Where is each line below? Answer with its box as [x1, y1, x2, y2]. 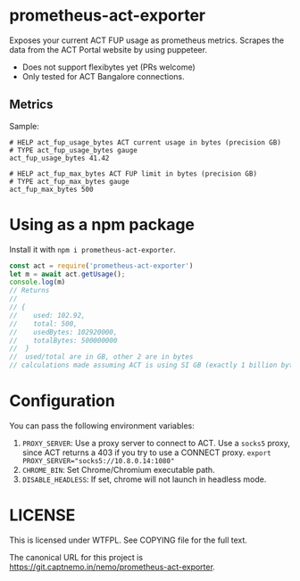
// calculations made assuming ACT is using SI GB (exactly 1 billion [9, 361, 278, 370]
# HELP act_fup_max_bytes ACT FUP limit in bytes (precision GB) [9, 169, 257, 178]
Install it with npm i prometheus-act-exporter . [9, 244, 176, 254]
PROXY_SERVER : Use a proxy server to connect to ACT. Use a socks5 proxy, [21, 438, 290, 448]
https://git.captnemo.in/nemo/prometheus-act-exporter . [9, 561, 216, 572]
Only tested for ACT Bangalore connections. [21, 71, 185, 81]
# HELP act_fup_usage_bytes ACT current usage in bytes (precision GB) [9, 137, 281, 147]
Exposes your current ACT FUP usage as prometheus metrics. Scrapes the [9, 35, 284, 46]
